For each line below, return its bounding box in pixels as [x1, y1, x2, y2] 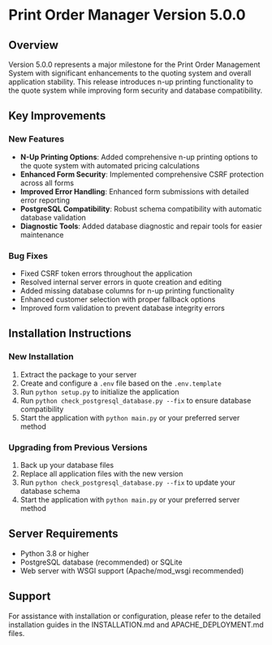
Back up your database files [19, 460, 114, 469]
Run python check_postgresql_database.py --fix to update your [19, 477, 235, 487]
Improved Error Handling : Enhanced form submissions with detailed [19, 186, 249, 196]
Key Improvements [8, 109, 106, 123]
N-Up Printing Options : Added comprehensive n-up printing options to [19, 152, 258, 162]
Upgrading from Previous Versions [8, 442, 148, 453]
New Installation [8, 351, 75, 363]
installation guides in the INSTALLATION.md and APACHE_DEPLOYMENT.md [8, 620, 264, 630]
